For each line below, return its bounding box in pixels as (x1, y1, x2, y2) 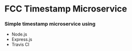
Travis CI (11, 42, 29, 48)
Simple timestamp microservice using (4, 21, 96, 27)
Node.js (11, 31, 28, 37)
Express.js (11, 37, 32, 42)
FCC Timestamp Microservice (4, 3, 127, 14)
